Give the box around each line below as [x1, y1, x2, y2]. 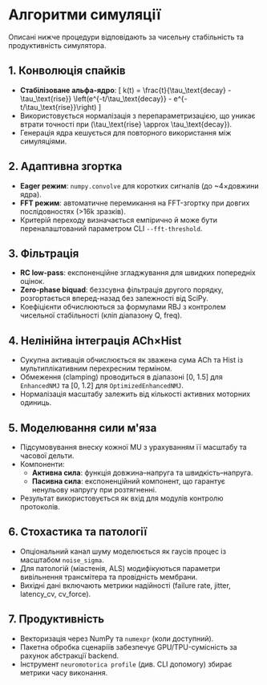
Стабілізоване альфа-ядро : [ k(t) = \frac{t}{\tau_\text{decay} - [19, 85, 232, 95]
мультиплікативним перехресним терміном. [19, 363, 172, 374]
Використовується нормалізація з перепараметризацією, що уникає [19, 111, 256, 120]
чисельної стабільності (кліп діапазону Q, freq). [19, 310, 183, 320]
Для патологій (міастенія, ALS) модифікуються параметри [19, 563, 220, 573]
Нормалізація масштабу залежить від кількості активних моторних [19, 389, 251, 399]
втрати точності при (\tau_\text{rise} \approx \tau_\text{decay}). [19, 119, 233, 129]
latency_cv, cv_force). [19, 589, 91, 598]
